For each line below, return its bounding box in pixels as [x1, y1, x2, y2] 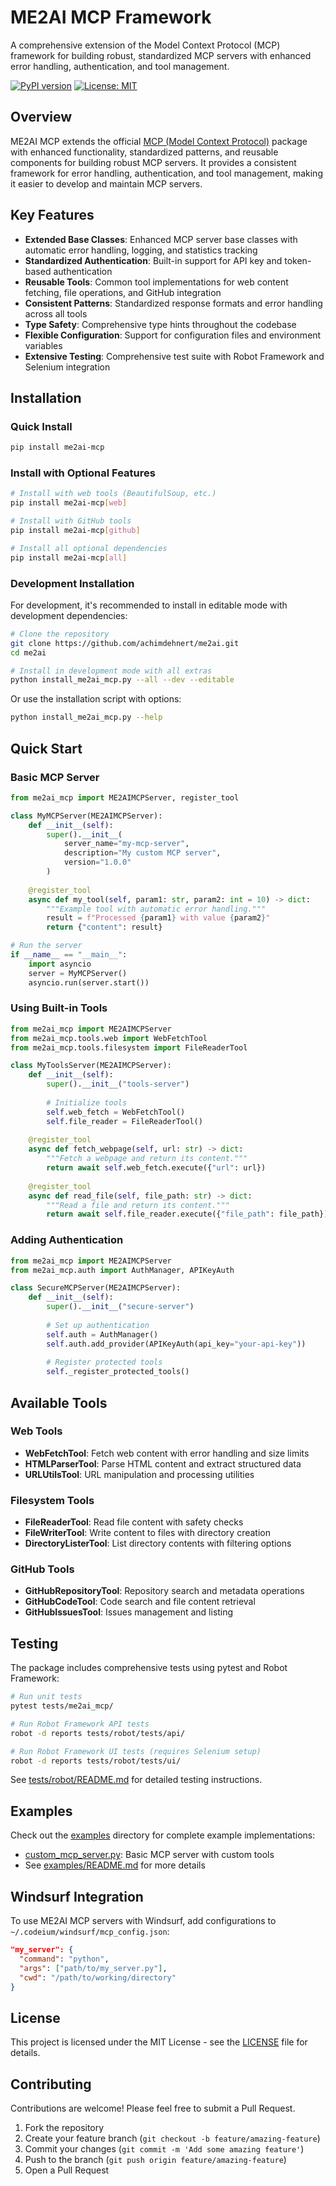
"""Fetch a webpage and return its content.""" [46, 1154, 248, 1164]
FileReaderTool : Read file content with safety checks [24, 1516, 244, 1528]
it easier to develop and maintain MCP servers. [10, 177, 203, 190]
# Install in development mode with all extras [10, 666, 213, 676]
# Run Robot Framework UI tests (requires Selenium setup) [10, 1746, 262, 1756]
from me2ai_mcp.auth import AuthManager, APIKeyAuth [10, 1265, 235, 1275]
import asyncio [28, 959, 92, 969]
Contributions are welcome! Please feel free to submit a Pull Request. [10, 2102, 296, 2115]
